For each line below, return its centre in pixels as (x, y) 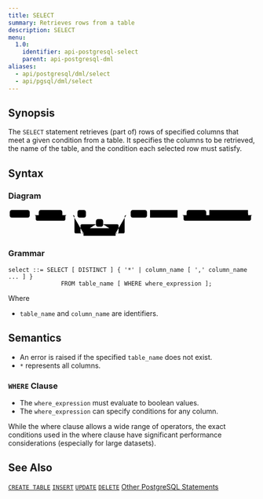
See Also (30, 468)
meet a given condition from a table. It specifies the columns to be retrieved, (131, 140)
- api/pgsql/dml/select (54, 81)
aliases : (22, 67)
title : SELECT (31, 15)
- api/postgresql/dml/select (63, 74)
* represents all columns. (60, 365)
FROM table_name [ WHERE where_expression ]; (137, 284)
